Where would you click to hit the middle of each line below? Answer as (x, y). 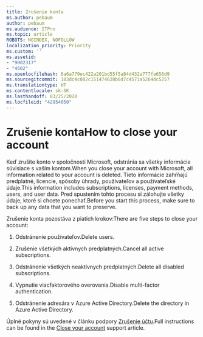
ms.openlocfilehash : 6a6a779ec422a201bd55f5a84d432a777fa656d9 (88, 74)
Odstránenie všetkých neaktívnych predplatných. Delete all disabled (99, 267)
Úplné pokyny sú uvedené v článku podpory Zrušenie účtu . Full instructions (100, 321)
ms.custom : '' (24, 52)
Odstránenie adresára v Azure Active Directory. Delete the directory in (102, 303)
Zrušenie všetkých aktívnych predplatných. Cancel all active (89, 249)
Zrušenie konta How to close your (92, 132)
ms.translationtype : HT (36, 85)
